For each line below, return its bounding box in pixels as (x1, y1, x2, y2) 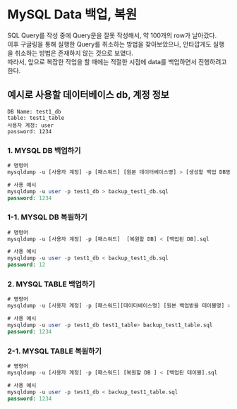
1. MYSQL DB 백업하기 (7, 145, 81, 155)
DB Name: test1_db (7, 108, 61, 115)
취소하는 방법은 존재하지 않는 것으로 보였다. (14, 49, 134, 57)
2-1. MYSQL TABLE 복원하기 (7, 346, 102, 356)
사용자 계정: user (7, 121, 54, 129)
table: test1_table (7, 114, 65, 121)
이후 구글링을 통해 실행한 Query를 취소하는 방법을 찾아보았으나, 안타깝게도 (7, 39, 212, 48)
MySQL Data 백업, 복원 (7, 6, 138, 23)
